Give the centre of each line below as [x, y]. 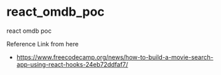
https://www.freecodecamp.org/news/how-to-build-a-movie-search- [115, 57]
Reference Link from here [43, 44]
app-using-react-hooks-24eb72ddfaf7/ [72, 64]
